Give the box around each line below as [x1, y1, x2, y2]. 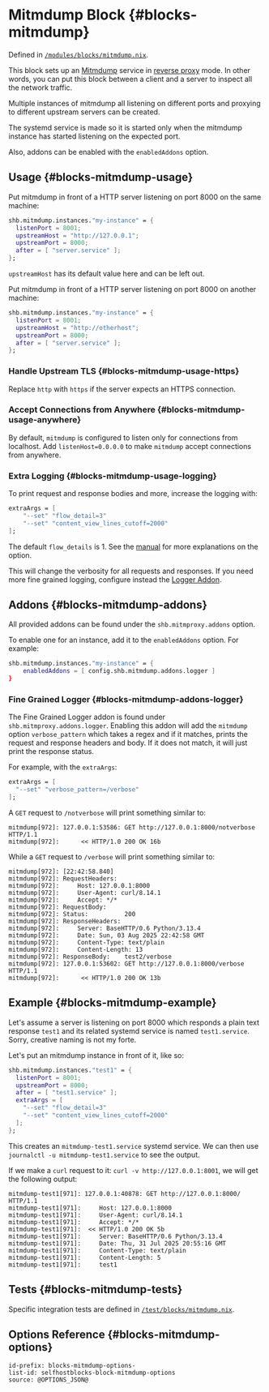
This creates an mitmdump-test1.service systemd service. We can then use [8, 1141, 259, 1150]
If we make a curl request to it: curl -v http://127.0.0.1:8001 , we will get [8, 1165, 258, 1175]
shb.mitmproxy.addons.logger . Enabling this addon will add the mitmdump [8, 721, 248, 730]
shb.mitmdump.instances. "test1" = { [8, 1066, 132, 1074]
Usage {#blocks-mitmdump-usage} [8, 170, 194, 184]
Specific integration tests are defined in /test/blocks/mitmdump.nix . [8, 1304, 235, 1314]
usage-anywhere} [8, 414, 82, 426]
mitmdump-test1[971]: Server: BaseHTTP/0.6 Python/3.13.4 [8, 1232, 223, 1240]
